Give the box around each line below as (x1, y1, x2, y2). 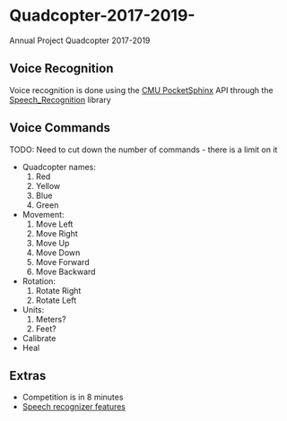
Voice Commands (9, 120, 110, 135)
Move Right (35, 228, 78, 238)
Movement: (22, 209, 65, 219)
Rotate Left (35, 295, 77, 305)
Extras (9, 368, 47, 383)
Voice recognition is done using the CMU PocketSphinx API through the (9, 84, 274, 95)
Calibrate (22, 332, 57, 343)
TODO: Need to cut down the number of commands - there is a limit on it (9, 144, 278, 155)
